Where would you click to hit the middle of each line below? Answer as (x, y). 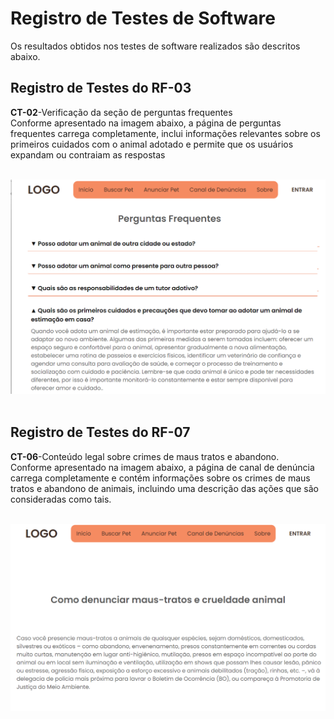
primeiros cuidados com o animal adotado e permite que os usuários (152, 144)
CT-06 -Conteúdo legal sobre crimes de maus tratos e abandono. (145, 456)
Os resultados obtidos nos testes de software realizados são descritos (155, 46)
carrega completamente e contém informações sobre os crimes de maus (160, 478)
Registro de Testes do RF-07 (100, 432)
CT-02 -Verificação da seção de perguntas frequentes (121, 112)
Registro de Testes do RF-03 (101, 88)
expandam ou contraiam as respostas (88, 154)
